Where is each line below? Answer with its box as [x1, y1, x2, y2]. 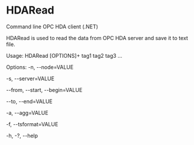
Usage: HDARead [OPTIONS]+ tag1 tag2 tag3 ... [6, 52, 122, 59]
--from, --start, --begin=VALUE [6, 86, 83, 93]
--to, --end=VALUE [6, 98, 53, 105]
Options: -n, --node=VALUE [6, 63, 74, 71]
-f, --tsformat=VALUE [6, 120, 59, 127]
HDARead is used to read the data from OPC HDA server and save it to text [6, 34, 188, 41]
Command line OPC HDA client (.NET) [6, 23, 99, 30]
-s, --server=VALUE [6, 75, 55, 82]
